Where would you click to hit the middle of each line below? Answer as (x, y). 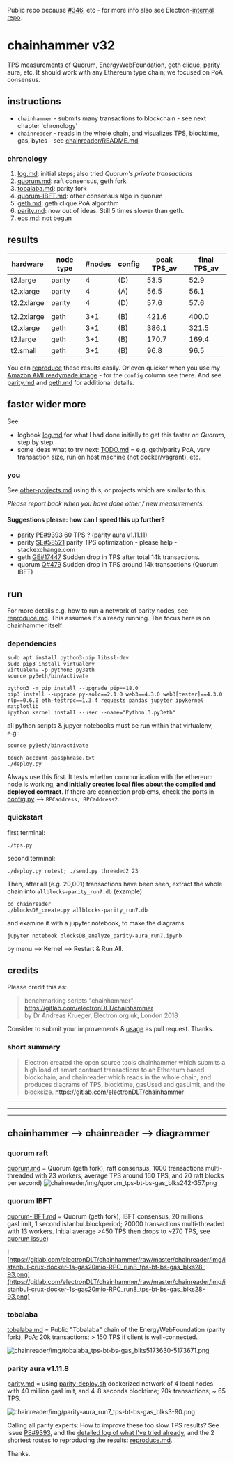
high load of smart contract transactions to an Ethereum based (114, 1070)
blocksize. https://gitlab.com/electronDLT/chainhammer (104, 1092)
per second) (25, 1183)
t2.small (24, 350)
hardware (28, 264)
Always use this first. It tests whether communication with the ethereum (110, 777)
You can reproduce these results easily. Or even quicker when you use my (114, 368)
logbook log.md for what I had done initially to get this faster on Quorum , (122, 435)
